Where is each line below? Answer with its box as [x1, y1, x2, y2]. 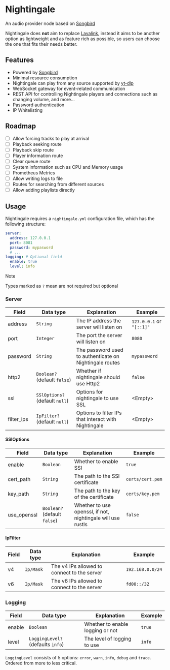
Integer [36, 336, 55, 342]
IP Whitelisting [12, 107, 43, 113]
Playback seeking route [12, 141, 62, 147]
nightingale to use [76, 395, 119, 402]
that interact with [76, 416, 116, 423]
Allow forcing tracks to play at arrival [12, 135, 90, 141]
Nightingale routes [76, 359, 120, 367]
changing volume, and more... [12, 96, 75, 102]
